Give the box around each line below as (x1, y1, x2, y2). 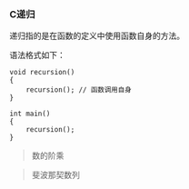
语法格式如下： (9, 50, 65, 61)
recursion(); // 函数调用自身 (25, 85, 132, 94)
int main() (9, 109, 51, 119)
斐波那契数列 (31, 170, 80, 181)
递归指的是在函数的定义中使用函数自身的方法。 (9, 30, 184, 42)
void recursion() (9, 68, 75, 77)
